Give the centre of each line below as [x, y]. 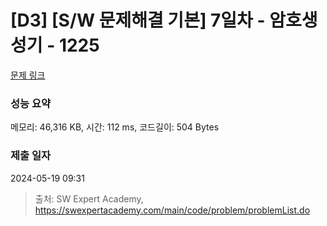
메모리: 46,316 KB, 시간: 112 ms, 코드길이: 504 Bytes [115, 127]
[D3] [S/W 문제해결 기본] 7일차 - [138, 20]
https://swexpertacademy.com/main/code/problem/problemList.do [172, 210]
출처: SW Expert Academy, [89, 198]
